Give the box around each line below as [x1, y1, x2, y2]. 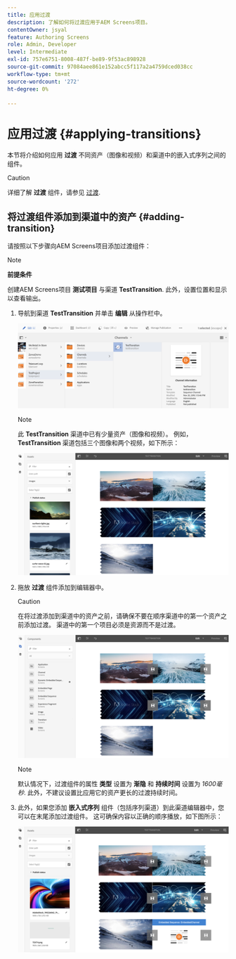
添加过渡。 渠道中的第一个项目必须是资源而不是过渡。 [23, 620, 180, 629]
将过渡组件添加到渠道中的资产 [7, 211, 137, 223]
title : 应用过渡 [7, 11, 51, 18]
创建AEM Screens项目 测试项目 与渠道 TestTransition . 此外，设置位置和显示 [7, 285, 228, 293]
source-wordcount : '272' [7, 78, 80, 85]
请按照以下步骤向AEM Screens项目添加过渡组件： [7, 242, 151, 250]
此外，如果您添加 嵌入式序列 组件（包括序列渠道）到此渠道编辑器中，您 [17, 804, 225, 812]
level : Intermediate [7, 49, 68, 56]
